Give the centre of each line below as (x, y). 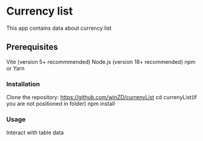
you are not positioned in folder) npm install (61, 104)
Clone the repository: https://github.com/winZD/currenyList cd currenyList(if (101, 97)
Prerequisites (32, 47)
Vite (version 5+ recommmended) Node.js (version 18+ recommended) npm (101, 61)
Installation (23, 84)
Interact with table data (35, 132)
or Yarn (15, 68)
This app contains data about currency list (59, 28)
